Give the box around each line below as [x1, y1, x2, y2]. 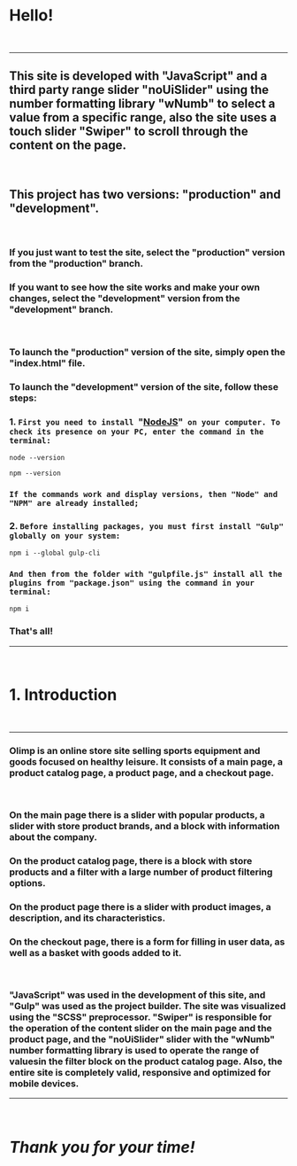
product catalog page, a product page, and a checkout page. [9, 766, 275, 779]
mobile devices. [9, 1077, 80, 1090]
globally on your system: [9, 531, 121, 540]
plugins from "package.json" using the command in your [9, 578, 255, 588]
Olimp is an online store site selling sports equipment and [9, 744, 261, 757]
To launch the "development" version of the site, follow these [9, 380, 279, 393]
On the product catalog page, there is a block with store [9, 854, 253, 867]
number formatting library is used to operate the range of [9, 1044, 260, 1056]
